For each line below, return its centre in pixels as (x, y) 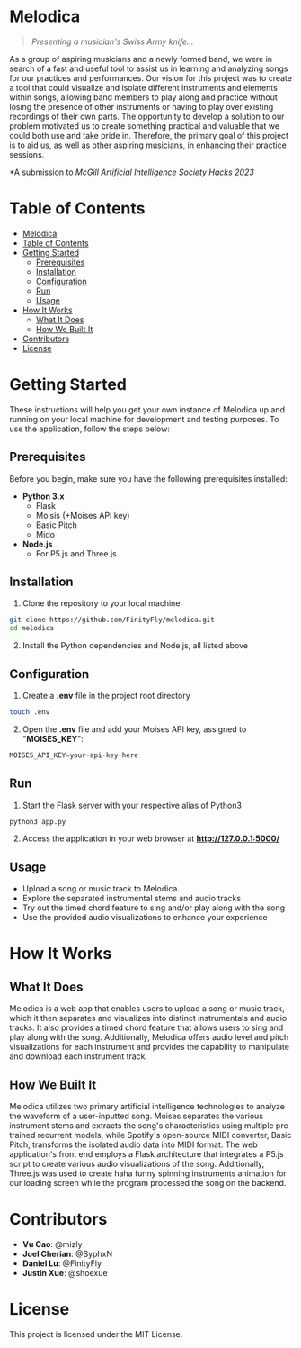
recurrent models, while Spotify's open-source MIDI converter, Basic (164, 1135)
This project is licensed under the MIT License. (96, 1334)
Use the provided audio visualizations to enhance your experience (145, 918)
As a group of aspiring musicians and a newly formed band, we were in (141, 59)
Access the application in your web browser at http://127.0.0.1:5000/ (151, 838)
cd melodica (31, 629)
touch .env (30, 712)
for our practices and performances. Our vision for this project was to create (150, 77)
